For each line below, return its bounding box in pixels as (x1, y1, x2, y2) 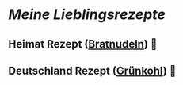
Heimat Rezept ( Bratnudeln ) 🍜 (8, 37, 158, 51)
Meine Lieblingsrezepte (8, 6, 166, 24)
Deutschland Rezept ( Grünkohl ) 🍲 (8, 64, 177, 77)
